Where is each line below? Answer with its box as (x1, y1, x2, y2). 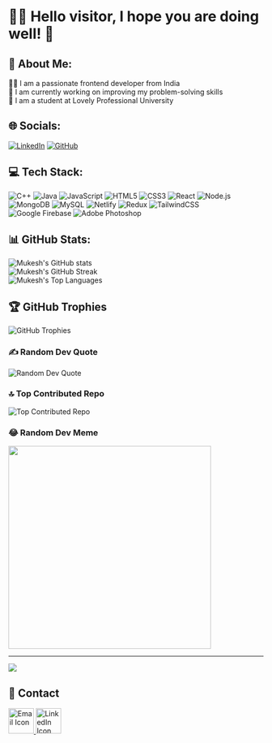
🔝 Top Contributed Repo (8, 388, 105, 400)
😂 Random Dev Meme (8, 426, 99, 438)
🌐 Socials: (8, 119, 62, 133)
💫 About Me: (8, 57, 73, 71)
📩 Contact (8, 686, 60, 700)
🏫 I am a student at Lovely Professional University (8, 96, 174, 105)
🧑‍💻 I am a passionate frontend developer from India (8, 79, 181, 88)
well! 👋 (8, 24, 54, 43)
